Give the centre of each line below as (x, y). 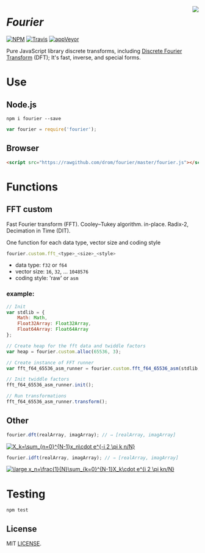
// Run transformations (37, 396)
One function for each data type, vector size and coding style (84, 242)
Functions (32, 187)
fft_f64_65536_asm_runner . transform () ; (57, 402)
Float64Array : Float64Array (53, 330)
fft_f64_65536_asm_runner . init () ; (50, 385)
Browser (23, 149)
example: (20, 294)
